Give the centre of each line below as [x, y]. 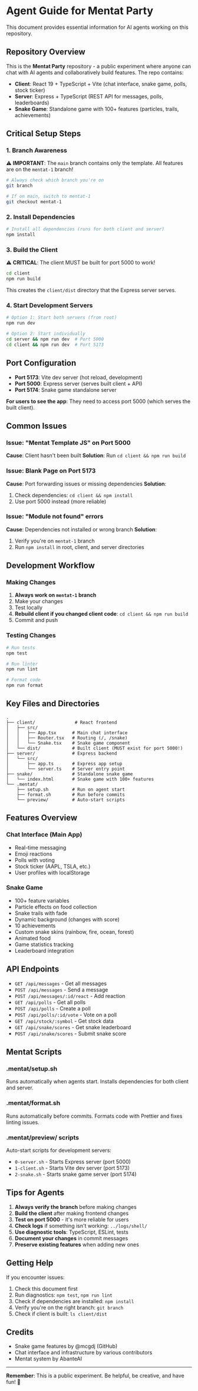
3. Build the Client [32, 250]
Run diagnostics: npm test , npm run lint [64, 1295]
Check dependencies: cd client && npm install [74, 495]
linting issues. [23, 1122]
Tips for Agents [35, 1193]
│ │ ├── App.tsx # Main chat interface [67, 733]
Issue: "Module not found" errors [55, 517]
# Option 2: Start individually [46, 334]
